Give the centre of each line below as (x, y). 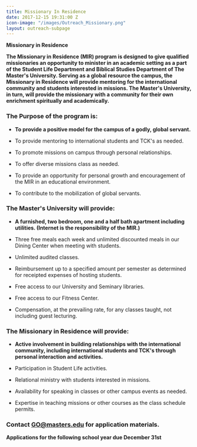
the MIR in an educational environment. (63, 181)
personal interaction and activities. (59, 357)
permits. (25, 409)
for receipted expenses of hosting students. (68, 275)
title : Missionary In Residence (46, 12)
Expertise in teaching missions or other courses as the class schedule (100, 403)
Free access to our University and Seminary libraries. (80, 287)
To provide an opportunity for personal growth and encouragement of (100, 175)
